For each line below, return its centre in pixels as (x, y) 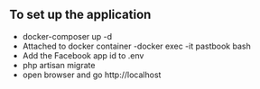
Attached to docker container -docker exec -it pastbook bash (136, 46)
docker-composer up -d (67, 36)
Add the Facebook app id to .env (83, 55)
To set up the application (80, 15)
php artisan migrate (59, 65)
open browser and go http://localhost (92, 75)
